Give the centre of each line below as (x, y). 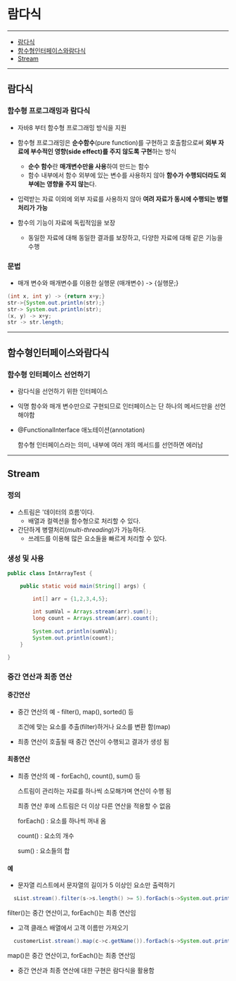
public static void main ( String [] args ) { (83, 586)
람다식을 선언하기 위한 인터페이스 (63, 391)
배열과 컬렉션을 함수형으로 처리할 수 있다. (84, 521)
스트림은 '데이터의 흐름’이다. (56, 512)
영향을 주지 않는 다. (72, 184)
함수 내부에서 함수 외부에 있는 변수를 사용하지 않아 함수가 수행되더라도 (123, 175)
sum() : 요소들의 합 (44, 850)
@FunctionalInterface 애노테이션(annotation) (81, 429)
